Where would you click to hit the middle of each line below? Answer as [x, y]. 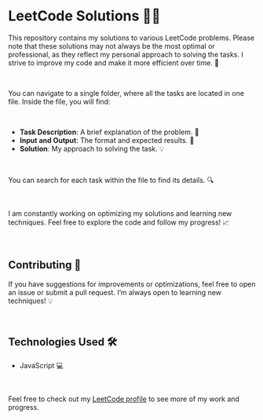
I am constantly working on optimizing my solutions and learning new [120, 213]
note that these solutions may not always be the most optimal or [112, 46]
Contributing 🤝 [45, 265]
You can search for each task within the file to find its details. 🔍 [111, 180]
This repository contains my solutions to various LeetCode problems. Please [131, 38]
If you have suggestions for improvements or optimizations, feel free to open [132, 284]
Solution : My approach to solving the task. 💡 [92, 148]
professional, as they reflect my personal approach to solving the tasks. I [126, 54]
